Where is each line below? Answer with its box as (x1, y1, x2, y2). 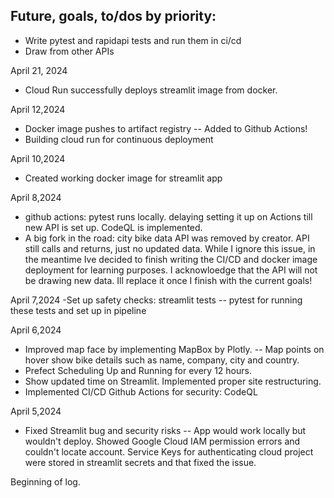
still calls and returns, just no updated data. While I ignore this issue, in (24, 242, 316, 254)
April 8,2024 (10, 191, 62, 203)
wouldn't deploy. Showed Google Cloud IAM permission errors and (24, 435, 301, 447)
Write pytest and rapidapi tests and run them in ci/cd (24, 34, 242, 46)
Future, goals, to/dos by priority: (10, 8, 217, 25)
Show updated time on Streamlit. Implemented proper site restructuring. (24, 375, 322, 387)
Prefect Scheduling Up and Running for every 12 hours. (24, 364, 252, 376)
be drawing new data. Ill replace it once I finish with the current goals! (24, 274, 313, 286)
